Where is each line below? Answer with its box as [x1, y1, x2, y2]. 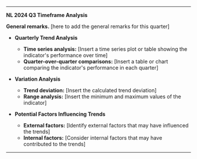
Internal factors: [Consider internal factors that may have [23, 134, 162, 141]
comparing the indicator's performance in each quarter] [23, 64, 159, 71]
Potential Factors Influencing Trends [14, 110, 106, 117]
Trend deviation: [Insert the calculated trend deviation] [23, 87, 157, 94]
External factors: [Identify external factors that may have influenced [23, 122, 189, 129]
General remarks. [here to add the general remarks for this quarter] [6, 23, 170, 30]
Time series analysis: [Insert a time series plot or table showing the [23, 46, 188, 53]
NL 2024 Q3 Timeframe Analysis [6, 12, 88, 18]
